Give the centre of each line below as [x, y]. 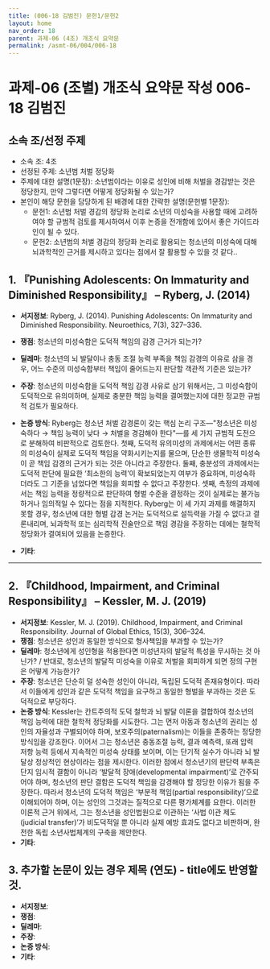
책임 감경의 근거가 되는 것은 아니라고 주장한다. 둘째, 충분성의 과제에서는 [149, 463]
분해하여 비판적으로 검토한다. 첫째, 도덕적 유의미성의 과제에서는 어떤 [135, 443]
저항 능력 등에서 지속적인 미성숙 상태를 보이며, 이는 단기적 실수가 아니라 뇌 [135, 752]
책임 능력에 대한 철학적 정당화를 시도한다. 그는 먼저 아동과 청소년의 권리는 [135, 721]
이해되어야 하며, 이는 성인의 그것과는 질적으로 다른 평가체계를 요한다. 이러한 [138, 801]
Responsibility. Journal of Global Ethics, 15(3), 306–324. [112, 631]
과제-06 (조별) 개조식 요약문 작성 [110, 88]
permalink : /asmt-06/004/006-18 [62, 46]
